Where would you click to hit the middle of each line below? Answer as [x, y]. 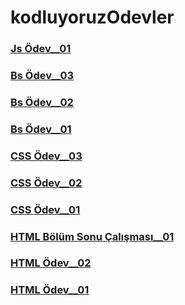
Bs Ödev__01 [41, 129]
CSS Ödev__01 [45, 209]
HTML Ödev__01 [50, 290]
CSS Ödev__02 [46, 183]
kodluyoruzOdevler [92, 17]
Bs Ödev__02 [42, 102]
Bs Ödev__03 [42, 76]
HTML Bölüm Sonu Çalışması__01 [92, 236]
